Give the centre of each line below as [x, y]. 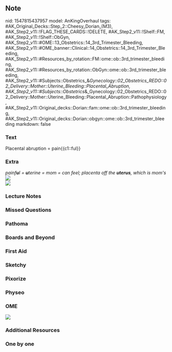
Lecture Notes [23, 196]
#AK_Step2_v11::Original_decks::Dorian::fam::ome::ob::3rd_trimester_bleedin [85, 107]
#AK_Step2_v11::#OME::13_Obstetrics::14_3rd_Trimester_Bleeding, [74, 42]
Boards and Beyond [30, 237]
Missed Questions [28, 210]
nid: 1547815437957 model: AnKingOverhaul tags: [58, 20]
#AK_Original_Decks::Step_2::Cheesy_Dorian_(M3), [59, 26]
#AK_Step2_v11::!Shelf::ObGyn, [38, 37]
